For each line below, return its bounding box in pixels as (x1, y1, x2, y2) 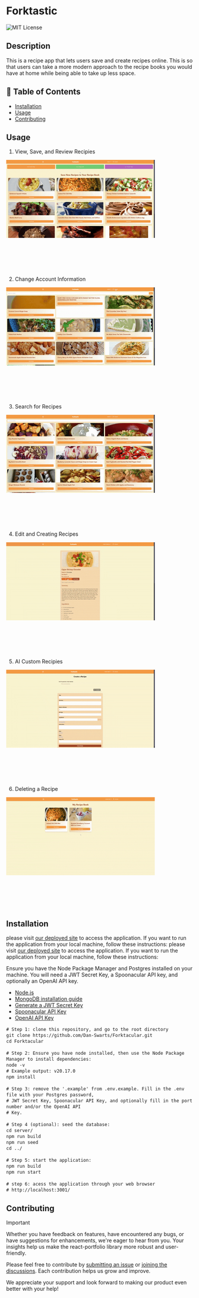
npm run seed (6, 1140, 39, 1146)
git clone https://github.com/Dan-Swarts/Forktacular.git (6, 1033, 153, 1039)
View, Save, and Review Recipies (14, 148, 96, 155)
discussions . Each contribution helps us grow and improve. (6, 1268, 151, 1274)
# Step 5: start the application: (6, 1158, 92, 1164)
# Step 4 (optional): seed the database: (6, 1122, 110, 1128)
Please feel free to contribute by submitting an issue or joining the (6, 1261, 168, 1268)
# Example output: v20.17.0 (6, 1068, 76, 1074)
